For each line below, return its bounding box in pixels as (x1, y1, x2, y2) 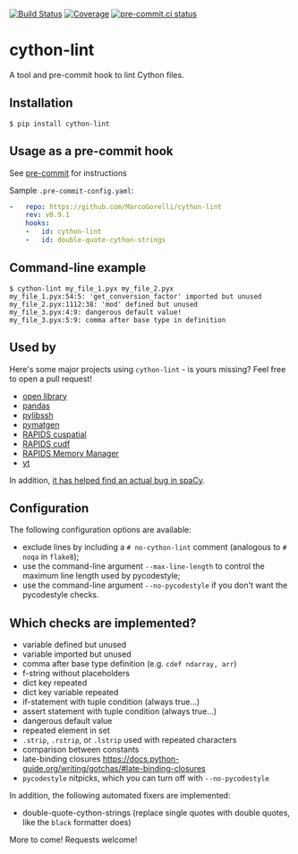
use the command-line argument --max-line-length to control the (21, 561, 266, 571)
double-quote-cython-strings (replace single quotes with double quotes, (21, 807, 291, 818)
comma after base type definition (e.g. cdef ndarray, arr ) (21, 658, 237, 669)
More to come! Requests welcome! (9, 834, 138, 845)
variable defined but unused (21, 640, 127, 650)
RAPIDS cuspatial (21, 429, 87, 440)
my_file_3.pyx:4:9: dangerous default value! (9, 308, 182, 317)
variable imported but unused (21, 649, 132, 659)
